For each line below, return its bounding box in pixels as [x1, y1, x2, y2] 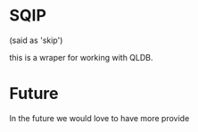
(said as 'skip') [9, 35, 63, 45]
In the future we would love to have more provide [9, 112, 190, 123]
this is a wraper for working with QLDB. [9, 52, 153, 62]
